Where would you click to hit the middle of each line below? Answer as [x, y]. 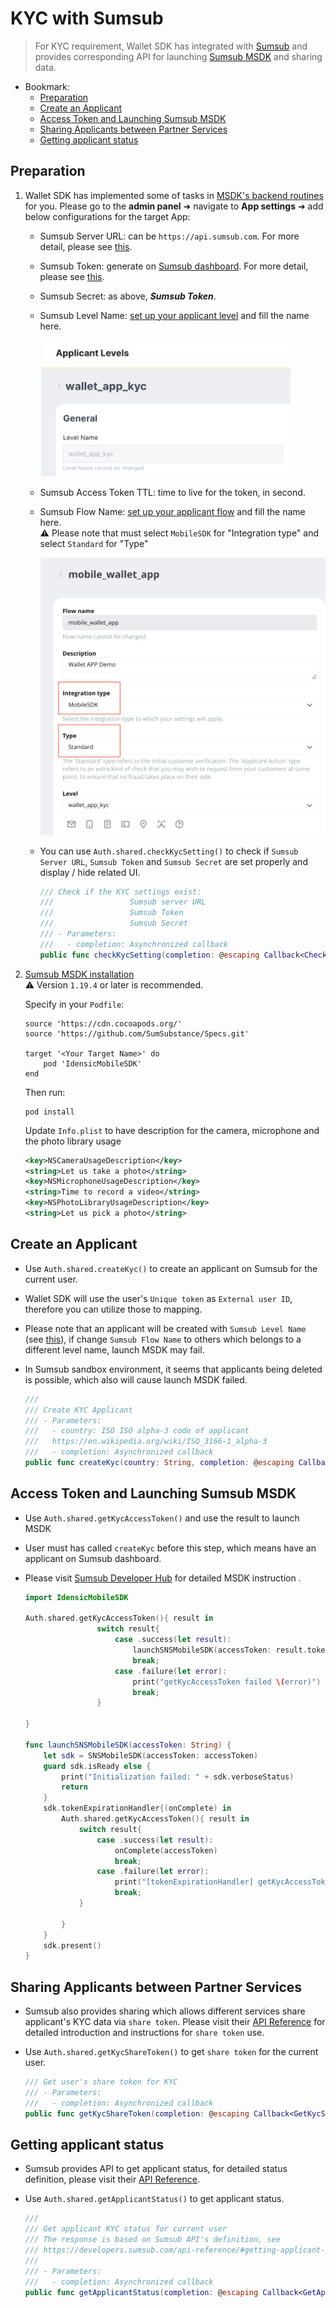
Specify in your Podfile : [74, 1004]
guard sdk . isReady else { [97, 1766]
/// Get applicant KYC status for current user [125, 2229]
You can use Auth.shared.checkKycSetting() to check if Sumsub [169, 851]
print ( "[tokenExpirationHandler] [184, 1882]
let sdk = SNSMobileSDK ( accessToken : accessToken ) [151, 1755]
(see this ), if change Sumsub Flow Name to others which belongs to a [163, 1339]
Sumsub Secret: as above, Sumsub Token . [128, 296]
